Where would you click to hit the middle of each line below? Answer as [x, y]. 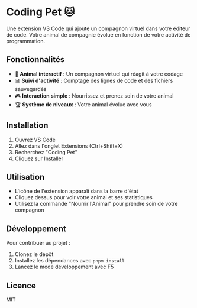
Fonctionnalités [35, 59]
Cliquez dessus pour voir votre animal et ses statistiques [83, 197]
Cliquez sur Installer [39, 158]
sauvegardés [30, 89]
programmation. [26, 41]
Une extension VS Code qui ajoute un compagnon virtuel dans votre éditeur [98, 28]
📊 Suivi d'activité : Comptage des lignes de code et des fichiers [94, 80]
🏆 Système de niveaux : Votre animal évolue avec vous [83, 104]
